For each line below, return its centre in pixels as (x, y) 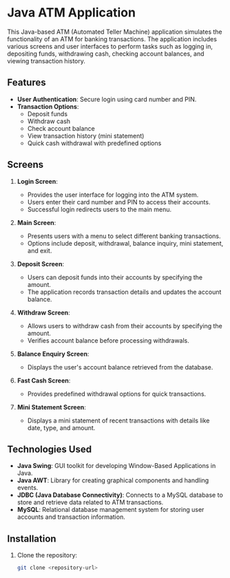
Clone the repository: (47, 555)
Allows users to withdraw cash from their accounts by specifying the (125, 325)
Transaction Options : (48, 106)
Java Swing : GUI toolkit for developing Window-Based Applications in (116, 466)
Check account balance (61, 128)
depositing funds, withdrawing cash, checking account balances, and (106, 54)
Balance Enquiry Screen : (53, 354)
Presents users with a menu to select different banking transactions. (124, 236)
